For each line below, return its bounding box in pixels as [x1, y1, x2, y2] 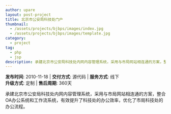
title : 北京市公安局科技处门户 [5, 17, 63, 22]
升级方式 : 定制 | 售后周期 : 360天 [5, 80, 72, 86]
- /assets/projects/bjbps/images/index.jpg [10, 26, 103, 31]
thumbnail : [5, 21, 28, 27]
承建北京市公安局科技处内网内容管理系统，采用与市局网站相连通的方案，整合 [5, 91, 166, 97]
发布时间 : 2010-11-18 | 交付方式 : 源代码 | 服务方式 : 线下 [5, 74, 120, 80]
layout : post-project [5, 12, 51, 17]
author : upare [5, 7, 36, 13]
